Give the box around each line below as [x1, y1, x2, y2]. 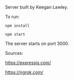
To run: [5, 14, 20, 19]
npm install [5, 23, 30, 28]
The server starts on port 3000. [5, 40, 69, 46]
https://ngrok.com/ [5, 69, 43, 75]
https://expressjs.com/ [5, 60, 51, 66]
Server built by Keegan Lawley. [5, 4, 68, 10]
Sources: [5, 50, 24, 56]
